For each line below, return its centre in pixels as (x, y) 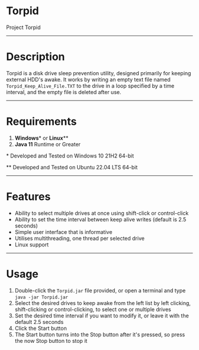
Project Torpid (23, 27)
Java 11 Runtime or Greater (48, 144)
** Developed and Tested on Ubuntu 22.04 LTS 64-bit (72, 167)
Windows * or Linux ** (41, 138)
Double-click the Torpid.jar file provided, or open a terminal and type (100, 290)
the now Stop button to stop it (51, 341)
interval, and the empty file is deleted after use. (64, 92)
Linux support (32, 245)
